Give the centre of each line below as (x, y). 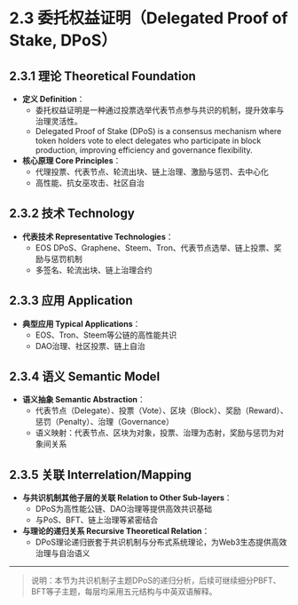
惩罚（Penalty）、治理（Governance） (105, 422)
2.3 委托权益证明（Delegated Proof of (149, 18)
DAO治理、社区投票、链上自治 (90, 346)
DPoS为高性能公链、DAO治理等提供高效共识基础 (124, 509)
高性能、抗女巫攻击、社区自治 (90, 183)
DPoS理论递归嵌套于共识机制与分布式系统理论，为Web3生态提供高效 (161, 542)
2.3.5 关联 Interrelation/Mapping (101, 475)
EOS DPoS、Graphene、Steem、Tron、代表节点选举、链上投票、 (154, 247)
